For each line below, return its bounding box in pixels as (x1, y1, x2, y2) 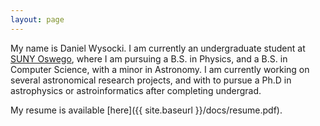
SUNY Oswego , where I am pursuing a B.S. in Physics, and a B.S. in (10, 52, 288, 65)
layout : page (10, 14, 65, 25)
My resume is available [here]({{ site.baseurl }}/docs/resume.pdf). (10, 104, 283, 116)
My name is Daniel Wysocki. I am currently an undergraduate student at (10, 42, 306, 54)
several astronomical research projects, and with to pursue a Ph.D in (10, 74, 292, 86)
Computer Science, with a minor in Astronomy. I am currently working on (10, 63, 310, 75)
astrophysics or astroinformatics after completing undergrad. (10, 84, 262, 96)
